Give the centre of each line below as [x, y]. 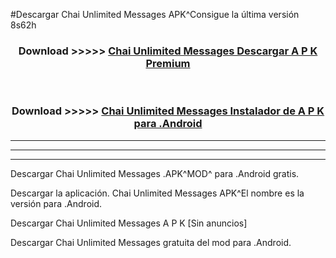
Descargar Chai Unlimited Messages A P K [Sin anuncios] [129, 223]
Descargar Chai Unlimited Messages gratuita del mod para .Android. [151, 242]
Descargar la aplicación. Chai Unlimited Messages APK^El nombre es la [157, 193]
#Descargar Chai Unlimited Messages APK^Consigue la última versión [155, 14]
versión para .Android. [56, 203]
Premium [168, 63]
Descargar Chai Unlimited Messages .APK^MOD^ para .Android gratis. [155, 173]
